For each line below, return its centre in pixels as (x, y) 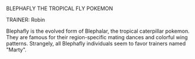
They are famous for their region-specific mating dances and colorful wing (97, 37)
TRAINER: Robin (26, 20)
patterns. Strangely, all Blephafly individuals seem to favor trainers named (96, 44)
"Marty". (16, 50)
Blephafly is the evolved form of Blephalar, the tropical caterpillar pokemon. (98, 31)
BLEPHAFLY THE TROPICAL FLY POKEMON (60, 8)
